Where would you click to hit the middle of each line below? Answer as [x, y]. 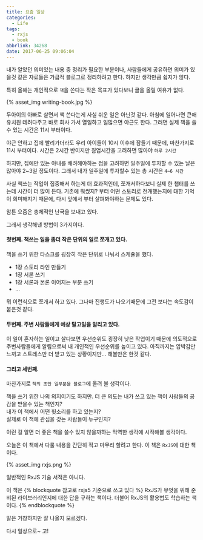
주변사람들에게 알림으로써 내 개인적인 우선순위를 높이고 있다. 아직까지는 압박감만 [101, 346]
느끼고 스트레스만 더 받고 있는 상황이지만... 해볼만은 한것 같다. [79, 354]
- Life [20, 23]
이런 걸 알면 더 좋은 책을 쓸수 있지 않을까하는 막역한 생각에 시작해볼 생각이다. [97, 432]
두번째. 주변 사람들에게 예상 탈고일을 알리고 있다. [63, 324]
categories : [21, 18]
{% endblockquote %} [47, 505]
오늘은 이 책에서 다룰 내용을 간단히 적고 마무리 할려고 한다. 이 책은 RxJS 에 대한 [98, 445]
